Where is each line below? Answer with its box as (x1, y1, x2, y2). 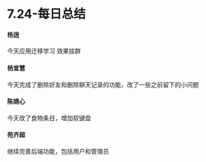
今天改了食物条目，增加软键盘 (7, 113, 91, 122)
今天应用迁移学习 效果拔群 (7, 47, 81, 55)
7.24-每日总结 (7, 6, 86, 22)
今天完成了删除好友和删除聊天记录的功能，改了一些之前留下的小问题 (7, 80, 199, 89)
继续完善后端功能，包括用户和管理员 (7, 148, 110, 155)
